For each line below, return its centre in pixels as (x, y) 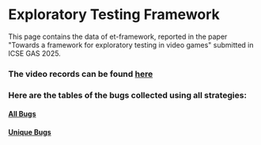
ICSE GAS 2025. (34, 53)
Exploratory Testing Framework (114, 15)
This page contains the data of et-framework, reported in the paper (118, 36)
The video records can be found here (81, 74)
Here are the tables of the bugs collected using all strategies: (128, 95)
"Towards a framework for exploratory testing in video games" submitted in (131, 44)
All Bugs (23, 114)
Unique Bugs (30, 132)
